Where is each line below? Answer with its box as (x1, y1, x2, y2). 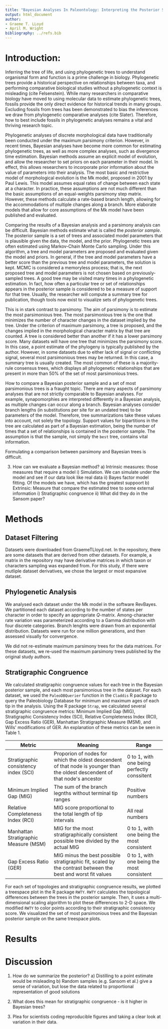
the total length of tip (53, 810, 103, 817)
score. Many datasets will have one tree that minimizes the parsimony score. (5, 338, 163, 344)
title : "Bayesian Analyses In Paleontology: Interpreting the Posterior (5, 7, 160, 13)
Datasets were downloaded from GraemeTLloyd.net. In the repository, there (5, 546, 161, 553)
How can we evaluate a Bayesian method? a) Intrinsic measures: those (12, 463, 158, 470)
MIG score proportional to (53, 804, 114, 811)
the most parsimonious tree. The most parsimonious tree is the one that (5, 312, 152, 318)
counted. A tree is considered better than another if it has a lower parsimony (5, 333, 162, 339)
